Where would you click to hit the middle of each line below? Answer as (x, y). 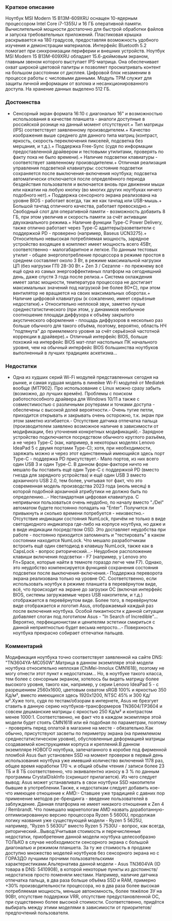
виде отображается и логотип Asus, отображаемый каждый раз (83, 606)
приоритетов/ (137, 908)
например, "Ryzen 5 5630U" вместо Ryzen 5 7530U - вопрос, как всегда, (85, 826)
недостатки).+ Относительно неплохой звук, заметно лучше (79, 304)
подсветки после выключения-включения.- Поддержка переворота (88, 573)
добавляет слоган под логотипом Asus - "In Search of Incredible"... (85, 616)
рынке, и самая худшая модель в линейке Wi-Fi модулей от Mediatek (89, 382)
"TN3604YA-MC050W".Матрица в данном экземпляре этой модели (79, 663)
